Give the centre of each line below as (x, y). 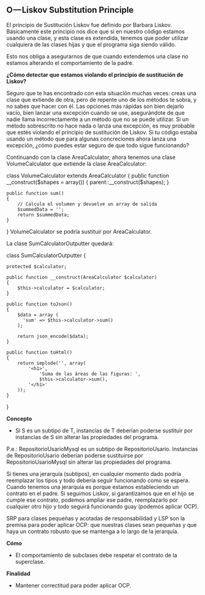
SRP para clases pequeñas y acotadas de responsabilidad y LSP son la (96, 518)
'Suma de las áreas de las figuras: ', (90, 374)
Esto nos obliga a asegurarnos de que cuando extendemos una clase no (97, 56)
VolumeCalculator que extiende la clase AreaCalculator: (76, 163)
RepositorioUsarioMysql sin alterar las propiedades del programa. (89, 462)
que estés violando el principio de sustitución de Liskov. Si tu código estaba (102, 132)
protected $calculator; (37, 266)
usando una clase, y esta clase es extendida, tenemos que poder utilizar (97, 38)
